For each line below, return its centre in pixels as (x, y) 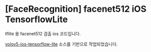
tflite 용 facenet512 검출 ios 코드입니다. (43, 33)
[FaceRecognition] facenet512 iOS (76, 9)
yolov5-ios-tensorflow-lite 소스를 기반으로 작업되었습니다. (62, 44)
